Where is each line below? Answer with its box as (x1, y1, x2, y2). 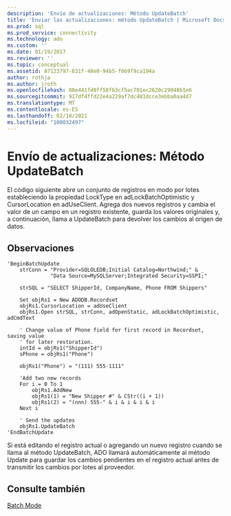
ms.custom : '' (7, 42, 48, 49)
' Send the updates (19, 417, 76, 424)
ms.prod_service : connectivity (7, 29, 97, 36)
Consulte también (7, 483, 85, 495)
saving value (7, 333, 45, 340)
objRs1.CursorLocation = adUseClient (19, 303, 128, 310)
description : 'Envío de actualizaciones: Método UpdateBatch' (7, 10, 189, 17)
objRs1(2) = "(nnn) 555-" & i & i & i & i (32, 399, 155, 406)
